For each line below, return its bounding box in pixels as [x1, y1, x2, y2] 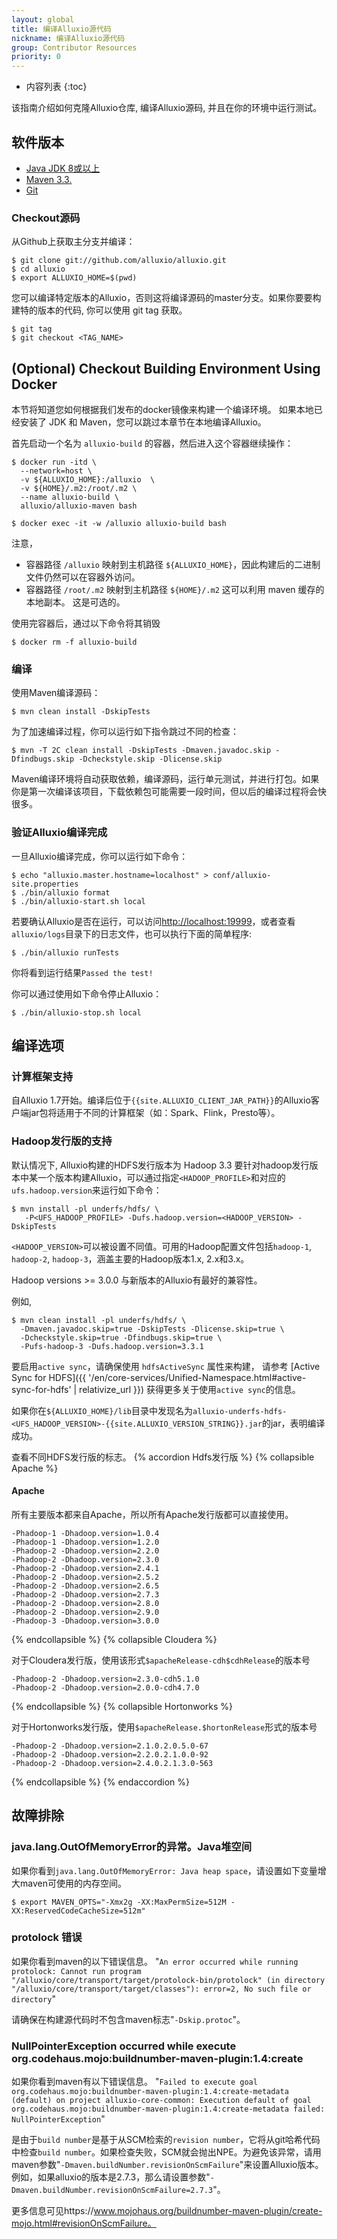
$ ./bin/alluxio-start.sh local [11, 896, 146, 906]
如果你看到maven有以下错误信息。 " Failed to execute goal [11, 2076, 258, 2088]
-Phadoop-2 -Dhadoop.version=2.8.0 [11, 1598, 160, 1608]
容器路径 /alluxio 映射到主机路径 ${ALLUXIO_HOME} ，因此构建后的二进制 [25, 559, 321, 571]
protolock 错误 [11, 1931, 83, 1945]
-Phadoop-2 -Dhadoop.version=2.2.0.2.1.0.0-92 [11, 1749, 209, 1760]
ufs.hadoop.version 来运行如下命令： [11, 1184, 163, 1196]
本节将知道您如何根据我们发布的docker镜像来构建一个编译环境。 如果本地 [11, 404, 314, 416]
